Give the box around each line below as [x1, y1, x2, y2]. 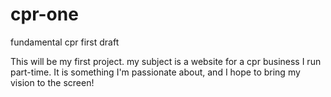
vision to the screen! [10, 76, 95, 88]
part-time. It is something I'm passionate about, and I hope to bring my [10, 66, 301, 78]
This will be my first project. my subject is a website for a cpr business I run [10, 55, 322, 67]
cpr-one [10, 3, 79, 26]
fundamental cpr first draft [10, 36, 120, 48]
